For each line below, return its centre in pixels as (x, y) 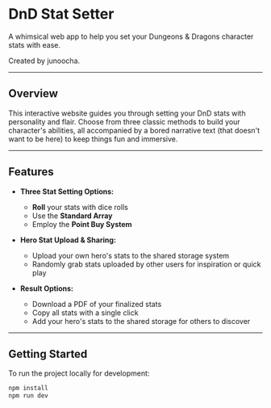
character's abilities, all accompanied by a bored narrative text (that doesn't (134, 130)
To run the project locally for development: (79, 373)
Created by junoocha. (44, 61)
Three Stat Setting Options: (67, 191)
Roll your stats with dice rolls (80, 207)
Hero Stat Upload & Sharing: (68, 240)
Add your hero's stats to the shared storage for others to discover (141, 321)
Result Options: (47, 288)
